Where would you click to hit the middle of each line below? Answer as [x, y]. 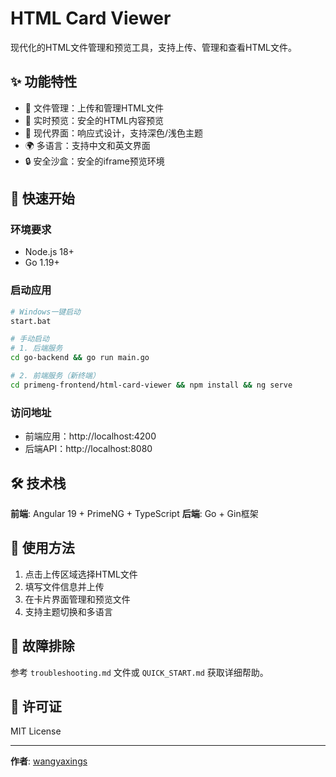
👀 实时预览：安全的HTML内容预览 [94, 120]
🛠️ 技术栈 [38, 483]
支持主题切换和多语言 [68, 611]
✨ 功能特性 [44, 82]
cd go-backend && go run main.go [80, 358]
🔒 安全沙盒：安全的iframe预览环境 [94, 161]
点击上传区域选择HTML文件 [81, 574]
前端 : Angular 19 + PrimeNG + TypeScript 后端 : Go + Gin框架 [134, 513]
